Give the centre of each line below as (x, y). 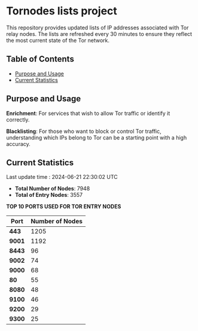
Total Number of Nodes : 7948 (52, 189)
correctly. (18, 119)
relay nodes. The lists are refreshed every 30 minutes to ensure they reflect (99, 34)
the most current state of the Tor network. (58, 40)
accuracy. (19, 144)
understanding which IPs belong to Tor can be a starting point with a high (97, 137)
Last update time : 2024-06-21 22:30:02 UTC (62, 177)
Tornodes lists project (62, 11)
